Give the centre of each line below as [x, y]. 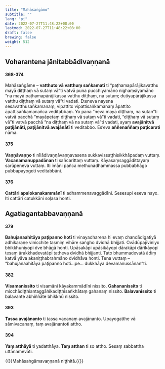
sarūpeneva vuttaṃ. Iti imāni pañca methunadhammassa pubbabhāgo [76, 165]
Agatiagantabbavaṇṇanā [44, 214]
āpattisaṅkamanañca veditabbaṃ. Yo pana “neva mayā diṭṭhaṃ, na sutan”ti [82, 112]
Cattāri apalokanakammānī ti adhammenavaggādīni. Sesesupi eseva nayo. [82, 193]
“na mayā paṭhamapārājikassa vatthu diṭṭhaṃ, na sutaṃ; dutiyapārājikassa [81, 96]
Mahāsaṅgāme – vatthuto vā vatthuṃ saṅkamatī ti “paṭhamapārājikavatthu [82, 85]
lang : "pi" [16, 19]
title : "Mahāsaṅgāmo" [27, 10]
